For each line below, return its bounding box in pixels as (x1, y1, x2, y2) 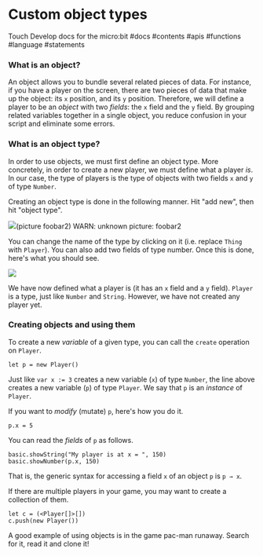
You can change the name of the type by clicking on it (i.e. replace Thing (8, 236, 243, 246)
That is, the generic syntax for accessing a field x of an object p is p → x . (8, 471, 243, 481)
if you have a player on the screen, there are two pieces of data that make (8, 86, 247, 95)
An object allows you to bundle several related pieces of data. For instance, (8, 77, 252, 87)
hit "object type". (8, 205, 63, 214)
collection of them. (8, 495, 69, 504)
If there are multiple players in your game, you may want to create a (8, 486, 227, 496)
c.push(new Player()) (8, 517, 79, 525)
